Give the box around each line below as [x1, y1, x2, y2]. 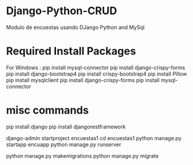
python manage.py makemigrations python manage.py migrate [6, 152, 159, 159]
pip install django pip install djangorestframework [6, 123, 126, 130]
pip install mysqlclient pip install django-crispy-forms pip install [6, 76, 160, 83]
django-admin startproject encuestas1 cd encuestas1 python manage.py [6, 134, 182, 141]
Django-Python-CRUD [6, 4, 117, 18]
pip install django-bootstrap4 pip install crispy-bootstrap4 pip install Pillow [6, 70, 187, 77]
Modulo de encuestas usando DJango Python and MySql [6, 24, 145, 31]
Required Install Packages [6, 44, 136, 58]
